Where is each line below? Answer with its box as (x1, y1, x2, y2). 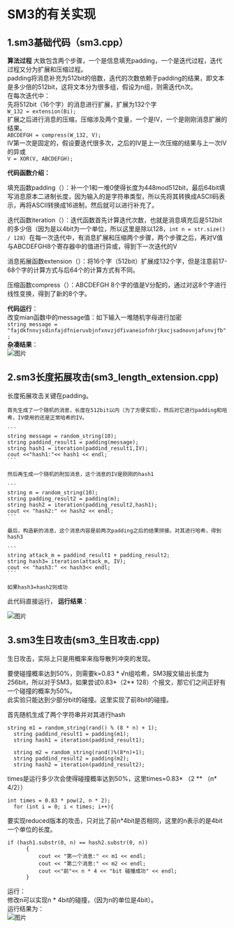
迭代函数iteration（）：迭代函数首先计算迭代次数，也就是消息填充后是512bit (7, 216, 222, 224)
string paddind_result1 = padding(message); (7, 439, 139, 446)
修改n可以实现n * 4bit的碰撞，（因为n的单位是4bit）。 (7, 895, 157, 904)
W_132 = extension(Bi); (7, 108, 77, 115)
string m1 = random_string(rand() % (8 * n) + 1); (7, 724, 158, 731)
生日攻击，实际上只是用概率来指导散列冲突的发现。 (7, 654, 154, 662)
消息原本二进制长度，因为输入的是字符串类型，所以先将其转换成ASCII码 (13, 192, 219, 200)
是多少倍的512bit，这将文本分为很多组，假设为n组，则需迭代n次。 (7, 83, 197, 91)
